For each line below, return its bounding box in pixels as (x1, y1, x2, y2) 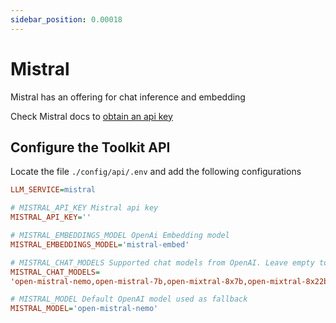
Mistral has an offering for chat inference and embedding (10, 91, 246, 103)
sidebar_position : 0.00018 (10, 14, 123, 25)
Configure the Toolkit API (10, 139, 171, 156)
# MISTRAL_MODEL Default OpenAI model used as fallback (10, 294, 248, 305)
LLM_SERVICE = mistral (10, 185, 97, 195)
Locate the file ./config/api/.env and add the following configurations (10, 166, 302, 178)
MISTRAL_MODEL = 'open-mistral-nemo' (10, 304, 159, 314)
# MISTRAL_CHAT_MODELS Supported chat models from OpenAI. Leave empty (10, 257, 315, 268)
